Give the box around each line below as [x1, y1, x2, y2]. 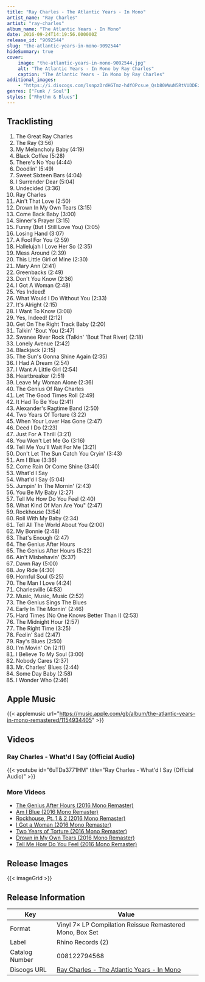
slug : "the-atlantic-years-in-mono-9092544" [7, 43, 122, 49]
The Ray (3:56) [15, 139, 54, 146]
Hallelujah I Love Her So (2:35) [15, 242, 93, 250]
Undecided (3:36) [15, 184, 61, 192]
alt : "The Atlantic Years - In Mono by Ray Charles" [18, 65, 155, 72]
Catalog [10, 948, 33, 956]
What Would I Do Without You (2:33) [15, 294, 107, 302]
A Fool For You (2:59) [15, 236, 69, 244]
